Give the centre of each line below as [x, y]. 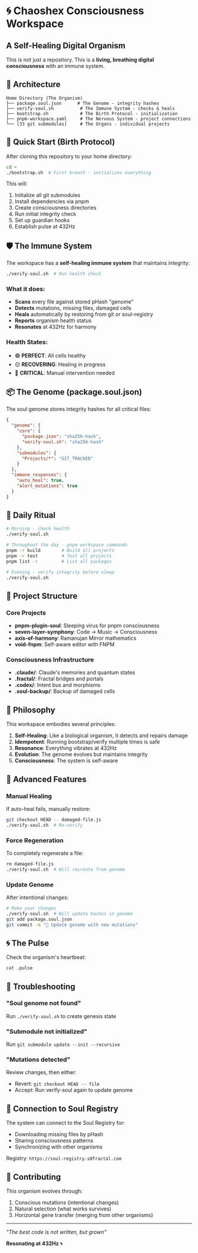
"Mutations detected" [38, 1059]
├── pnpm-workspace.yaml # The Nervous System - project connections [99, 119]
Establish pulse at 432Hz [45, 227]
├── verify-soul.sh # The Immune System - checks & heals [91, 108]
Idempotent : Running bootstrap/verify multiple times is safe [87, 742]
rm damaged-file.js [30, 864]
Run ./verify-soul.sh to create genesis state [61, 1016]
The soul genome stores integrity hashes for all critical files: [79, 409]
